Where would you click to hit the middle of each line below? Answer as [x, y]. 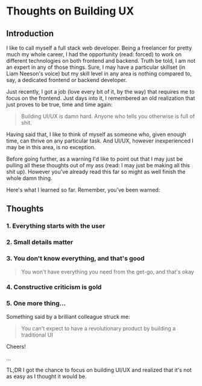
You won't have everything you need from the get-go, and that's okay [107, 272]
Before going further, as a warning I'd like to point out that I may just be [94, 159]
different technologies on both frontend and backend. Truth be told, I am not [101, 61]
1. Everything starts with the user [56, 226]
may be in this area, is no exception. [51, 147]
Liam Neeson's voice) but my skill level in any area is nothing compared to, [99, 73]
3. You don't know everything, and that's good [75, 259]
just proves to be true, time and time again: [59, 105]
